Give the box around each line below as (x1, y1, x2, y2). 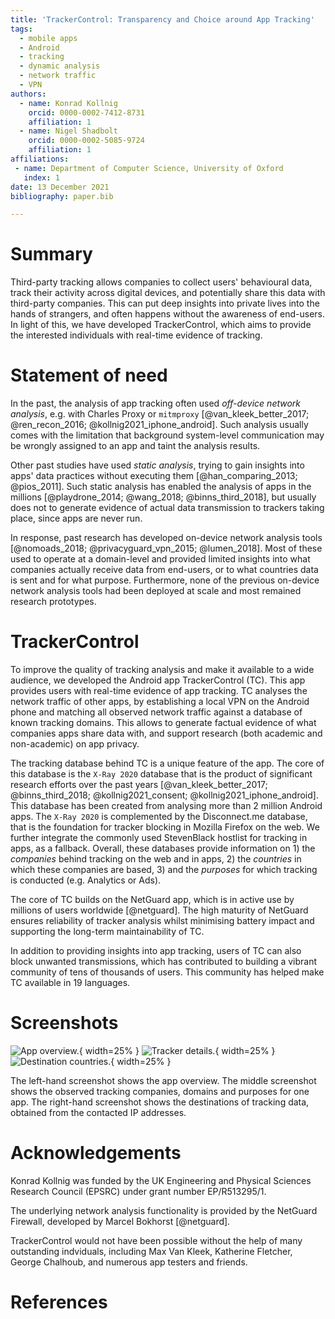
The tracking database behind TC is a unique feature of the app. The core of (10, 757, 325, 770)
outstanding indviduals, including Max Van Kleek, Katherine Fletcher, (10, 1245, 293, 1257)
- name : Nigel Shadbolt (19, 126, 118, 136)
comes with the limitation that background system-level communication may (10, 429, 325, 441)
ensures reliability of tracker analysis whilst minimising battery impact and (10, 915, 315, 927)
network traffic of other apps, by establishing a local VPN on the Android (10, 696, 310, 708)
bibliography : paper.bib (10, 191, 114, 201)
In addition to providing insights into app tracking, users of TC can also (10, 945, 302, 957)
